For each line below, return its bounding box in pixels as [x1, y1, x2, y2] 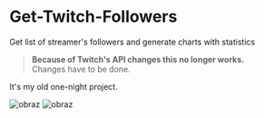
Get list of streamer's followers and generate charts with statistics [9, 36, 256, 47]
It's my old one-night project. [9, 81, 118, 92]
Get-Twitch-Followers [9, 6, 178, 27]
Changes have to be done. [31, 64, 132, 74]
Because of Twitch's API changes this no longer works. [31, 54, 245, 64]
